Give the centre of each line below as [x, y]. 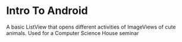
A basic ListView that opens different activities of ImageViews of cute [91, 27]
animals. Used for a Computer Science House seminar [73, 33]
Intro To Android [47, 11]
